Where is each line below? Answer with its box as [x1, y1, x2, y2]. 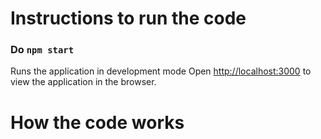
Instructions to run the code [10, 7, 247, 30]
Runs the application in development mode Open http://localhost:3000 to [10, 65, 312, 77]
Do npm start [10, 43, 75, 57]
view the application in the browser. [10, 76, 157, 88]
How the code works [10, 111, 185, 134]
